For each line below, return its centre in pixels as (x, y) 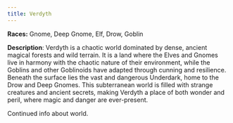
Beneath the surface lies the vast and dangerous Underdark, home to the (113, 77)
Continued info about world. (48, 113)
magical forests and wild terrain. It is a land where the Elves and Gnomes (113, 55)
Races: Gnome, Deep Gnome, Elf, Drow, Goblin (75, 34)
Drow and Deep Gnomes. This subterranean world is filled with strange (110, 84)
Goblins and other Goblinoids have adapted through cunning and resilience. (117, 70)
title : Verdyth (30, 14)
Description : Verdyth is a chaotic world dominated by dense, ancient (107, 47)
